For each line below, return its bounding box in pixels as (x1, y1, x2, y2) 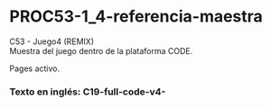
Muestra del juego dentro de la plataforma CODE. (9, 45, 193, 56)
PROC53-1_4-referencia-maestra (9, 6, 264, 27)
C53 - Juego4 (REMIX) (9, 36, 95, 47)
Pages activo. (9, 63, 61, 74)
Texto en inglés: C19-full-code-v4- (9, 85, 166, 98)
